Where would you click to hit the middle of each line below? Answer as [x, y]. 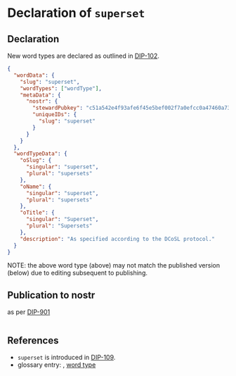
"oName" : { [36, 187]
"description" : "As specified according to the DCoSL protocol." [118, 239]
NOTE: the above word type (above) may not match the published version [113, 265]
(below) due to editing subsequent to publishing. [78, 273]
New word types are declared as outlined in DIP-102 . [83, 56]
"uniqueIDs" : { [55, 115]
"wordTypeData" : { [41, 154]
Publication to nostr [51, 295]
